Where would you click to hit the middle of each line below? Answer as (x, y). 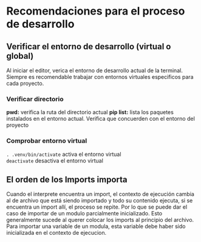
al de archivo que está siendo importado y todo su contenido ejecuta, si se (100, 201)
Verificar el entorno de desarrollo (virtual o (89, 46)
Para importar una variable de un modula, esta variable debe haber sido (96, 226)
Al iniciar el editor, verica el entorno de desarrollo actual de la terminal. (95, 70)
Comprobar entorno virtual (47, 141)
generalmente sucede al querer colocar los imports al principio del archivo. (100, 220)
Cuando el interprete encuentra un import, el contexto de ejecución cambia (100, 194)
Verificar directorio (35, 99)
